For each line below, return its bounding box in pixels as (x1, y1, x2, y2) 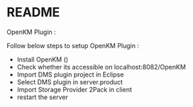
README (6, 4, 60, 21)
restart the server (16, 93, 68, 101)
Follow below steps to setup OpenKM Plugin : (6, 41, 140, 50)
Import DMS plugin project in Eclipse (16, 70, 124, 79)
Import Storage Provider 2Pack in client (16, 85, 133, 94)
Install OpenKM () (16, 55, 69, 64)
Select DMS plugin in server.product (16, 77, 123, 86)
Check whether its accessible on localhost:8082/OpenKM (16, 62, 186, 71)
